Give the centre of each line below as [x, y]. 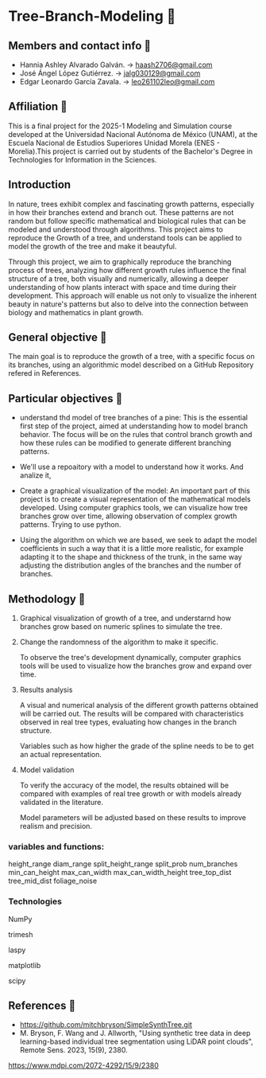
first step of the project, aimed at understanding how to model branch [134, 426]
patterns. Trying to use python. [70, 525]
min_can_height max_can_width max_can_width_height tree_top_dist [120, 873]
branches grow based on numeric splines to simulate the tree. [121, 627]
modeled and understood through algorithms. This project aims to [116, 229]
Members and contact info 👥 [80, 46]
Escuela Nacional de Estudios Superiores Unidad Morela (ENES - [114, 143]
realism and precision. [56, 826]
